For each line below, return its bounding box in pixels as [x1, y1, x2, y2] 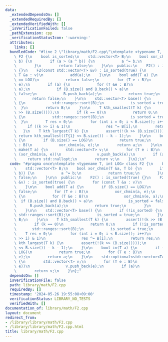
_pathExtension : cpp [9, 31, 52, 36]
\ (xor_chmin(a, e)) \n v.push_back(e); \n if [14, 152, 157, 157]
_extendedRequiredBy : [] [9, 17, 61, 22]
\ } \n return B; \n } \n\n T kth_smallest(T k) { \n [14, 105, 151, 110]
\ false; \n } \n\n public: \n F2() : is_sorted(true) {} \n [14, 175, 151, 181]
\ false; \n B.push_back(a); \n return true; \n [14, 91, 160, 96]
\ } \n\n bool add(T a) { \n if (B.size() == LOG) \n [14, 185, 151, 190]
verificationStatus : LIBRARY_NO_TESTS [9, 296, 91, 301]
